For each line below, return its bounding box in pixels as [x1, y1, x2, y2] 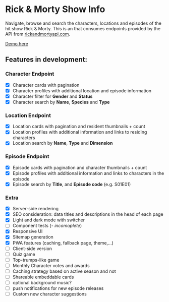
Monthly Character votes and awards [12, 262, 90, 268]
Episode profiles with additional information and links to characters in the [12, 170, 164, 176]
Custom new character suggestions [12, 291, 87, 297]
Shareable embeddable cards [12, 274, 74, 280]
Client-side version [12, 246, 52, 252]
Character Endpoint [5, 71, 54, 78]
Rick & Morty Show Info [5, 4, 105, 15]
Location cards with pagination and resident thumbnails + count [12, 124, 145, 130]
